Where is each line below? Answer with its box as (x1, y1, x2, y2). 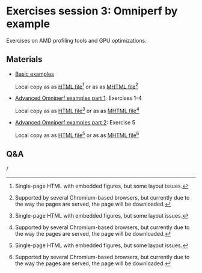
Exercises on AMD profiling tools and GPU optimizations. (6, 37, 147, 44)
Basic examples (14, 70, 54, 78)
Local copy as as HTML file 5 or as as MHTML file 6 (14, 130, 139, 139)
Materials (6, 54, 43, 64)
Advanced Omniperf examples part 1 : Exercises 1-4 (14, 94, 142, 102)
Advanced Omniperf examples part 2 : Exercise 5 (14, 119, 135, 126)
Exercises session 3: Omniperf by (6, 4, 178, 18)
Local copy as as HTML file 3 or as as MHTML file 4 (14, 106, 139, 115)
